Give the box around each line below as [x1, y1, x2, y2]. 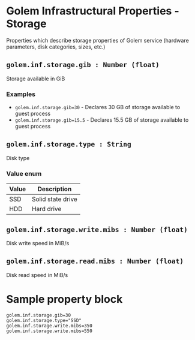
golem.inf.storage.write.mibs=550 [6, 328, 93, 334]
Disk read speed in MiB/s [6, 271, 68, 278]
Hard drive [32, 205, 62, 213]
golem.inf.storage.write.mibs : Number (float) [6, 225, 188, 234]
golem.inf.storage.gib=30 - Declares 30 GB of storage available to [14, 104, 181, 111]
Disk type [6, 154, 30, 161]
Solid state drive [32, 195, 78, 203]
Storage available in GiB [6, 75, 65, 82]
